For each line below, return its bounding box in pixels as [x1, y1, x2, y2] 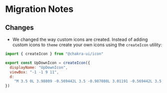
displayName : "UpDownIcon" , [9, 65, 68, 70]
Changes [5, 23, 34, 32]
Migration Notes [5, 3, 74, 15]
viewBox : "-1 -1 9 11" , [9, 70, 59, 75]
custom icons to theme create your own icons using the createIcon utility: [12, 42, 162, 48]
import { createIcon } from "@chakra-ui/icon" [5, 51, 104, 56]
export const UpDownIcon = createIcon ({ [5, 60, 91, 65]
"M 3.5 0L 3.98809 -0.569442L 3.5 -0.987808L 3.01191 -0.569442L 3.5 [14, 79, 162, 84]
